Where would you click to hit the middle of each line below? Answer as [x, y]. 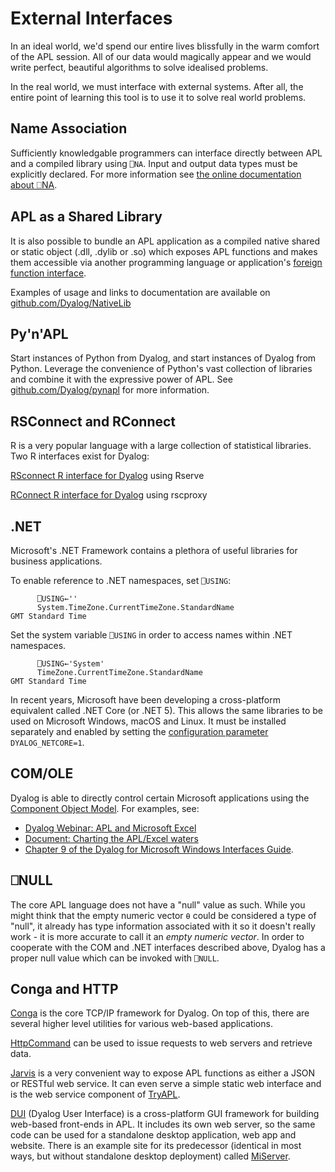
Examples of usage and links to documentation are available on [140, 292]
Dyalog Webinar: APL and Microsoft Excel [110, 828]
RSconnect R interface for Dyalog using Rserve [107, 476]
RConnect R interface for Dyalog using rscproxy [109, 495]
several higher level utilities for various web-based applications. [141, 1024]
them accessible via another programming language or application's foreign [166, 262]
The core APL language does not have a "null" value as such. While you [158, 904]
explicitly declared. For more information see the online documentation [156, 174]
